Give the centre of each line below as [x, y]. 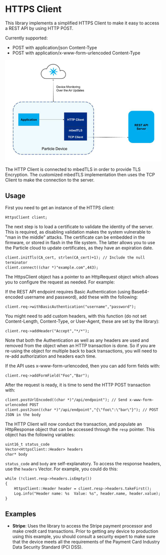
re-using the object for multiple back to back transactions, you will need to [81, 351]
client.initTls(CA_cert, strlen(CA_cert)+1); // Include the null [75, 258]
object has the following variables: [40, 435]
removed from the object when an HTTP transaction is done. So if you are [81, 346]
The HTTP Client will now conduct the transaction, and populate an [74, 424]
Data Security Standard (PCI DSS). [48, 547]
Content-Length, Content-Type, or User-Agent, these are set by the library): [82, 321]
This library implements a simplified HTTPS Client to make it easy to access [82, 23]
